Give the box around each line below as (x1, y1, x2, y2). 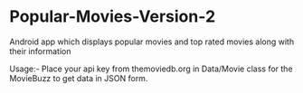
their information (9, 45, 71, 56)
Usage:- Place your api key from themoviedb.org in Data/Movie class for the (9, 63, 293, 74)
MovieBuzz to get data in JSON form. (9, 72, 148, 83)
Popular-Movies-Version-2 (9, 6, 216, 27)
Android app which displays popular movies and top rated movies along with (9, 36, 295, 47)
